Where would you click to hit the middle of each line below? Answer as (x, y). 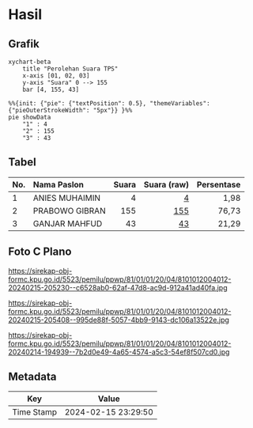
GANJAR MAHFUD (68, 223)
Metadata (32, 377)
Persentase (219, 184)
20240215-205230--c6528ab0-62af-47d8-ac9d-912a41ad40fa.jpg (118, 287)
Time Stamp (35, 412)
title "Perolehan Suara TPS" (70, 69)
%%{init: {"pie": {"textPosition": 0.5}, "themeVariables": (110, 104)
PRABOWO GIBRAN (69, 210)
